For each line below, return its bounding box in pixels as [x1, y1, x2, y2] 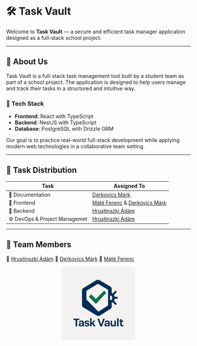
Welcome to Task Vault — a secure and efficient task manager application [6, 28, 186, 35]
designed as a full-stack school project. [6, 34, 102, 41]
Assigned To [113, 182, 145, 189]
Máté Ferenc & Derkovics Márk [92, 199, 167, 206]
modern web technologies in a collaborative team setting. [6, 143, 145, 150]
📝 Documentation [8, 191, 51, 198]
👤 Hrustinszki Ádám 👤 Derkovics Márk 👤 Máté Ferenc [6, 255, 135, 262]
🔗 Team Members [6, 240, 72, 250]
